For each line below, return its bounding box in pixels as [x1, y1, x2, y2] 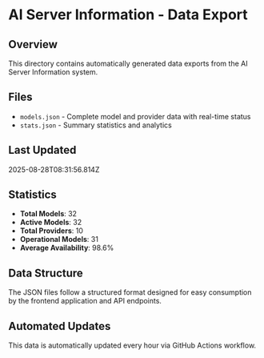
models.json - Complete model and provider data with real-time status [19, 111, 251, 121]
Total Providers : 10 [19, 226, 84, 235]
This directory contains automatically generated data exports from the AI [8, 58, 248, 68]
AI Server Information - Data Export [8, 6, 248, 24]
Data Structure [8, 266, 84, 280]
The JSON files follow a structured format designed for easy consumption [8, 288, 252, 297]
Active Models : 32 [19, 218, 82, 227]
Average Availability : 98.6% [19, 243, 114, 253]
